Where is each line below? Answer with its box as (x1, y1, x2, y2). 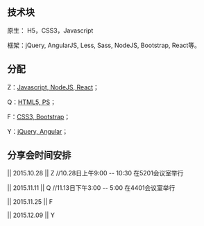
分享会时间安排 (7, 150, 71, 162)
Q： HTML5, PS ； (7, 98, 57, 106)
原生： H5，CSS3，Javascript (7, 26, 94, 35)
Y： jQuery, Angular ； (7, 127, 69, 135)
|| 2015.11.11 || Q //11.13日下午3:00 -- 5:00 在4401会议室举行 (7, 184, 176, 192)
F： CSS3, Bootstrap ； (7, 112, 71, 121)
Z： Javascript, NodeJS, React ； (7, 82, 99, 92)
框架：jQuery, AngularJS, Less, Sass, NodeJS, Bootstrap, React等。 (7, 41, 201, 49)
